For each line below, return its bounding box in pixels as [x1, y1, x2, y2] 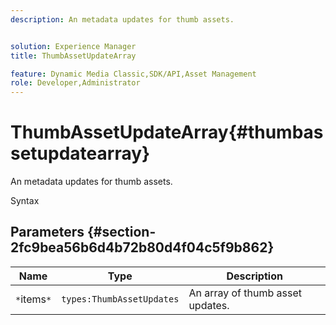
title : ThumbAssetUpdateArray [10, 51, 137, 61]
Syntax [10, 195, 40, 207]
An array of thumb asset [188, 286, 302, 300]
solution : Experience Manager [10, 41, 137, 51]
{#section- [86, 224, 157, 241]
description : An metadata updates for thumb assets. [10, 14, 235, 25]
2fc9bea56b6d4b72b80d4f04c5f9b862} [10, 239, 275, 256]
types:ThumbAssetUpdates [61, 293, 180, 305]
